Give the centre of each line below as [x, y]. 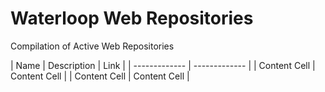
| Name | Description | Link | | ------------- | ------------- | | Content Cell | [163, 65]
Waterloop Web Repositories [132, 18]
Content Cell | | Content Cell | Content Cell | [100, 76]
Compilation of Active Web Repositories [92, 46]
